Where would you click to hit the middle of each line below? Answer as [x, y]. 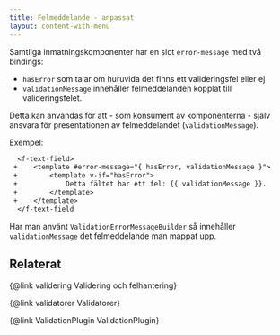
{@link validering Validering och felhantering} [93, 285]
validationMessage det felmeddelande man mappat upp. [113, 236]
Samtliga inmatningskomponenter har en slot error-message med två [136, 51]
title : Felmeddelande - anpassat [72, 18]
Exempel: [26, 142]
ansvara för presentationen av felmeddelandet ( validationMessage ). [134, 125]
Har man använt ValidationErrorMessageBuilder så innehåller [122, 226]
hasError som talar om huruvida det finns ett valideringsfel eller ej [144, 78]
